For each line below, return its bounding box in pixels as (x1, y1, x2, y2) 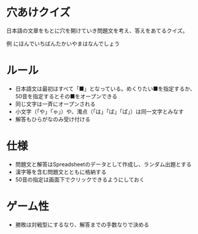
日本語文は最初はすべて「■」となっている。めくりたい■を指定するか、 (15, 85, 196, 92)
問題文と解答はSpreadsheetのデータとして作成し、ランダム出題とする (15, 160, 192, 168)
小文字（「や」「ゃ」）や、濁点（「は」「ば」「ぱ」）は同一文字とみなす (15, 108, 185, 115)
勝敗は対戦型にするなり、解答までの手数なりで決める (15, 221, 150, 228)
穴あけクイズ (6, 5, 71, 20)
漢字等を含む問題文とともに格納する (15, 168, 107, 175)
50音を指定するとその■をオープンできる (15, 92, 118, 100)
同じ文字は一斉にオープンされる (15, 100, 96, 108)
